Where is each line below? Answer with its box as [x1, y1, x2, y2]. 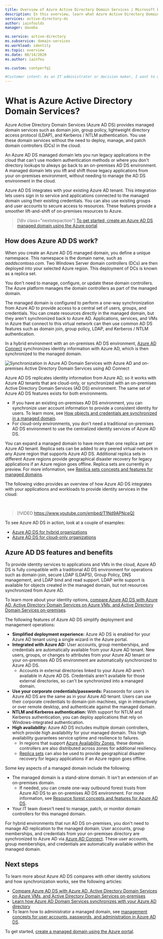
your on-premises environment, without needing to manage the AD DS [5, 173, 146, 179]
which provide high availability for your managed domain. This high [12, 730, 147, 736]
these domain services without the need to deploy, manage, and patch [5, 138, 146, 143]
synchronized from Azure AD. [5, 587, 64, 593]
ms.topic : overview [5, 47, 45, 53]
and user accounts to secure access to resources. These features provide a [5, 203, 157, 209]
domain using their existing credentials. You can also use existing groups [5, 198, 151, 204]
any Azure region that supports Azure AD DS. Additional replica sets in [5, 451, 146, 457]
